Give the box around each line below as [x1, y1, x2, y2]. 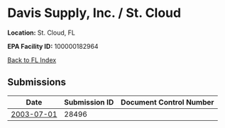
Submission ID [63, 97, 114, 107]
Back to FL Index [7, 55, 57, 64]
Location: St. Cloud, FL [7, 28, 76, 37]
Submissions [7, 76, 66, 88]
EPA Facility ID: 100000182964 [7, 42, 99, 50]
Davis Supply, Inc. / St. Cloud [7, 5, 182, 21]
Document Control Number [120, 97, 214, 107]
